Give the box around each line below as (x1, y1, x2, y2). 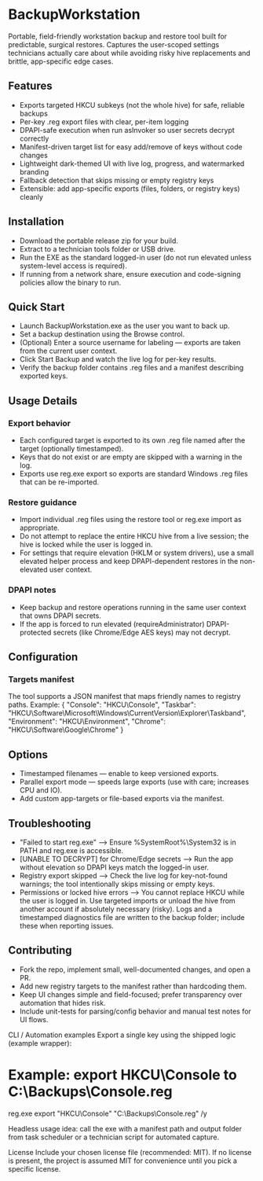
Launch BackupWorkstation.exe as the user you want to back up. (19, 321, 230, 331)
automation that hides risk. (19, 998, 106, 1007)
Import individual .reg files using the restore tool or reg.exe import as (19, 515, 242, 524)
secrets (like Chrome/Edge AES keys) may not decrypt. (53, 627, 232, 637)
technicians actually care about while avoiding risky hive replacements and (8, 48, 251, 57)
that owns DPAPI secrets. (19, 611, 102, 620)
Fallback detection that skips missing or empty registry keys (19, 175, 214, 185)
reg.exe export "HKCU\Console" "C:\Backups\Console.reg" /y (8, 1109, 208, 1118)
